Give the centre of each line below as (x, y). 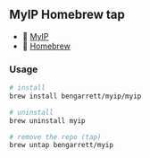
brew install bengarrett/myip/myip (75, 96)
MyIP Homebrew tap (67, 15)
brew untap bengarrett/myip (62, 145)
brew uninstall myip (48, 120)
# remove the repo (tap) (55, 137)
